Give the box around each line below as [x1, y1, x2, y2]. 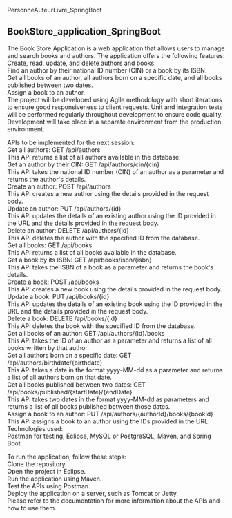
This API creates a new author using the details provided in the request [7, 189, 209, 198]
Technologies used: [7, 424, 64, 432]
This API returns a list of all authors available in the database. [7, 153, 181, 161]
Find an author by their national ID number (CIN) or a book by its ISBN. [7, 66, 207, 75]
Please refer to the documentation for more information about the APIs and [7, 497, 220, 505]
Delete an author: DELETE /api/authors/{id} [7, 226, 130, 234]
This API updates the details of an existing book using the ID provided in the [7, 300, 223, 308]
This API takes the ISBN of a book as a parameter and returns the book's [7, 262, 214, 271]
